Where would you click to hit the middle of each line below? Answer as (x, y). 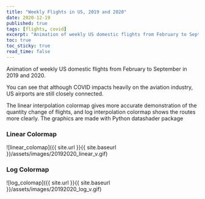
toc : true (19, 40)
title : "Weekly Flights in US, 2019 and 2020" (67, 12)
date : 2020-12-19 (28, 18)
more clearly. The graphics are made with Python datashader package (95, 118)
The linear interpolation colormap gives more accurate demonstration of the (102, 105)
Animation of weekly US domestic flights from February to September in (97, 69)
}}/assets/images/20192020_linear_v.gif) (57, 154)
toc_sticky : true (28, 46)
